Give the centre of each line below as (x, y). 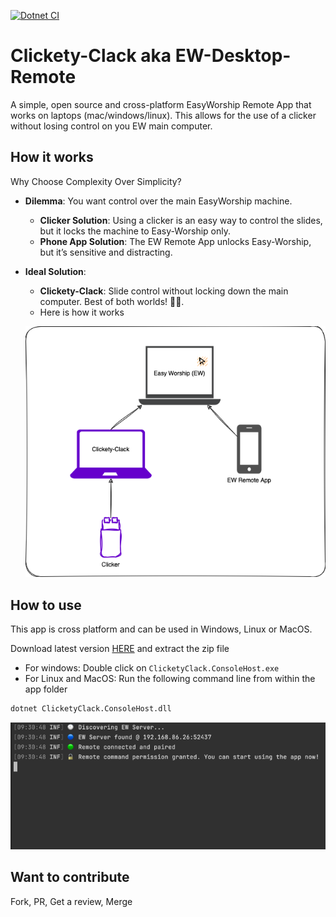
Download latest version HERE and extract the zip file (120, 649)
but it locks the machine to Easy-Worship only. (135, 231)
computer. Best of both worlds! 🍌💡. (112, 301)
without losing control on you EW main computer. (111, 126)
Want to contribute (70, 877)
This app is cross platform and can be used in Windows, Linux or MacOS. (161, 629)
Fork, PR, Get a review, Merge (71, 901)
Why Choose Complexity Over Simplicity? (96, 181)
